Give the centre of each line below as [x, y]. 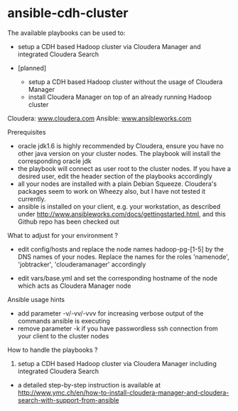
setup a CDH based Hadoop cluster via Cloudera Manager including [117, 363]
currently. [32, 199]
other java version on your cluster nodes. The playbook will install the [119, 153]
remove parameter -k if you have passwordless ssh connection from [118, 328]
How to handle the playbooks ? [53, 350]
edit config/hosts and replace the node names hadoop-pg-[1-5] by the [120, 249]
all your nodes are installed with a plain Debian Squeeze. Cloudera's [117, 184]
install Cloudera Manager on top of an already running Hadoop [120, 97]
